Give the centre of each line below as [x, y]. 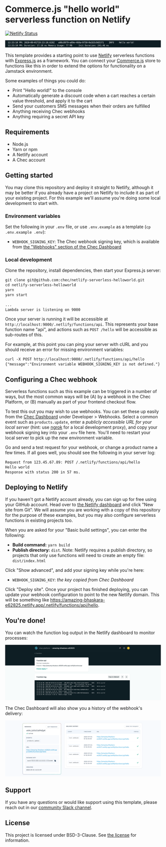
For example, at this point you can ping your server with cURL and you [77, 345]
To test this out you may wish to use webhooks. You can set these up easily [82, 411]
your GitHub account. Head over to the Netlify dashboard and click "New [79, 504]
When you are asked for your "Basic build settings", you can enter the [76, 530]
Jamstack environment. [29, 71]
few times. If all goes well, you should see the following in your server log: [80, 453]
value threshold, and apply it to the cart [52, 101]
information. [18, 840]
